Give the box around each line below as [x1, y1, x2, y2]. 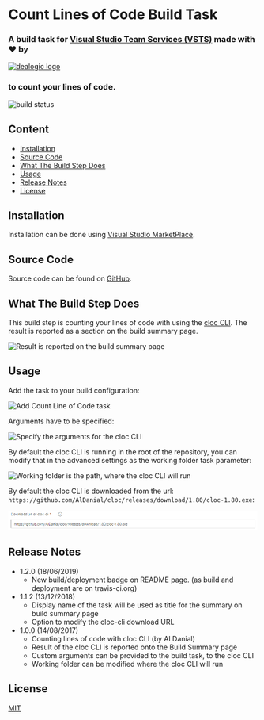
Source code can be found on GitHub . [8, 274, 132, 283]
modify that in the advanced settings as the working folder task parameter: [8, 455, 251, 465]
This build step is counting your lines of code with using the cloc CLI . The [8, 318, 247, 327]
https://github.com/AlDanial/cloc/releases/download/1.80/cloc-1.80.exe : [8, 494, 255, 504]
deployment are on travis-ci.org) [31, 583, 138, 592]
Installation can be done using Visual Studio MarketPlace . [8, 230, 195, 239]
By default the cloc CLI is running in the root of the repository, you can [8, 446, 237, 457]
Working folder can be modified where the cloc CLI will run [31, 659, 224, 668]
